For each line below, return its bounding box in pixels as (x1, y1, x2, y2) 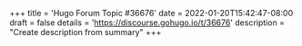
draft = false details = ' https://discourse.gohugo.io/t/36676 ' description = (9, 17, 285, 28)
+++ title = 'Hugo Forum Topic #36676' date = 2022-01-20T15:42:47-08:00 (9, 8, 294, 18)
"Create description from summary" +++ (9, 27, 162, 37)
